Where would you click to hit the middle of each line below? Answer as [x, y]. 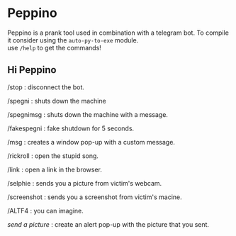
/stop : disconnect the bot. [46, 87]
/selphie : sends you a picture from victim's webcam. [85, 183]
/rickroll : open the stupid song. [53, 156]
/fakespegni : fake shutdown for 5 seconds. [71, 128]
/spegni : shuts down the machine [57, 101]
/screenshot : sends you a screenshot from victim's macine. [95, 197]
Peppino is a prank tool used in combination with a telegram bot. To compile [118, 33]
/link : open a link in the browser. [55, 169]
